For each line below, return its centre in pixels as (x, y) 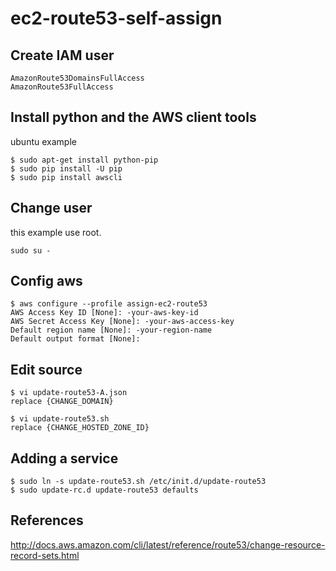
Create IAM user (62, 55)
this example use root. (56, 232)
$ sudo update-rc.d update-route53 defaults (104, 490)
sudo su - (31, 250)
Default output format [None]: (75, 339)
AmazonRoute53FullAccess (62, 87)
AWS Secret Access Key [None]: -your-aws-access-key (122, 322)
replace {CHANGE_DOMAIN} (62, 402)
